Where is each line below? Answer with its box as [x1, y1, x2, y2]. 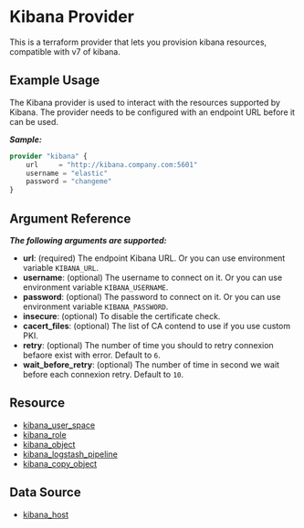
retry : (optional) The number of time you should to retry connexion [22, 339, 274, 350]
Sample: [9, 134, 43, 145]
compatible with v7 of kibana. [9, 46, 121, 57]
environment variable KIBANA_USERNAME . [22, 281, 169, 293]
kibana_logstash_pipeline [22, 449, 119, 460]
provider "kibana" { [9, 151, 89, 160]
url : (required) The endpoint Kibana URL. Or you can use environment [22, 253, 286, 264]
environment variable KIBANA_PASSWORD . [22, 301, 169, 312]
